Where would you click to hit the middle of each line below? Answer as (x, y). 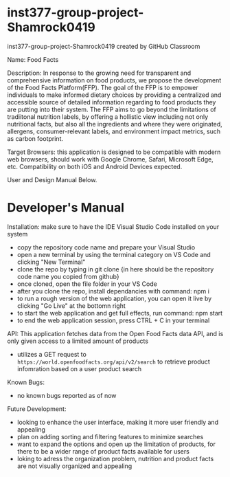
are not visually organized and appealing (74, 466)
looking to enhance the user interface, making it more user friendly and (117, 422)
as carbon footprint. (35, 138)
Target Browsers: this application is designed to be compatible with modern (114, 152)
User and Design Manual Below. (52, 179)
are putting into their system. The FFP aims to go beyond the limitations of (112, 109)
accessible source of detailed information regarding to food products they (112, 102)
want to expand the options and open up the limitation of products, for (116, 444)
